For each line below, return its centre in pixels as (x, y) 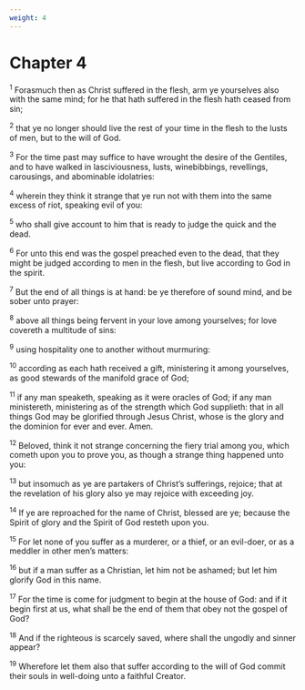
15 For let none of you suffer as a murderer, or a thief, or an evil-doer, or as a (152, 541)
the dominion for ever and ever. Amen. (81, 426)
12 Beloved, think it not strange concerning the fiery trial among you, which (149, 444)
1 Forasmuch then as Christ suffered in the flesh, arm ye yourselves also (144, 89)
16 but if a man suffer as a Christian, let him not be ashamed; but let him (143, 570)
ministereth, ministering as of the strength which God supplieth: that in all (147, 407)
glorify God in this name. (56, 580)
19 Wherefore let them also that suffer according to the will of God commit (147, 665)
